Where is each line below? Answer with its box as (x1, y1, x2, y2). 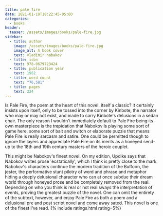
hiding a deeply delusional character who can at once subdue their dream (5, 174, 153, 180)
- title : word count (9, 75, 51, 80)
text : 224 (14, 89, 34, 94)
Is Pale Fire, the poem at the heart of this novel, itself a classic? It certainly (5, 102, 154, 108)
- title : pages (9, 84, 40, 89)
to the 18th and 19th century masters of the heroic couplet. (11, 144, 129, 150)
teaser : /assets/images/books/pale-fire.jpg (9, 30, 101, 35)
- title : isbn (9, 57, 38, 62)
